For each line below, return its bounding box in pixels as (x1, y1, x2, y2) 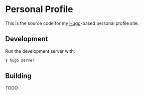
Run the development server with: (5, 48, 75, 54)
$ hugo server (5, 58, 35, 63)
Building (5, 72, 32, 80)
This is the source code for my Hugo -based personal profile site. (5, 20, 139, 26)
